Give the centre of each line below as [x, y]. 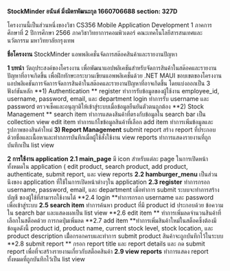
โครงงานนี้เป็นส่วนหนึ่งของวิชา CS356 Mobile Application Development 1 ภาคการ [110, 25]
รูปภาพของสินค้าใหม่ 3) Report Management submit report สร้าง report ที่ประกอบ [112, 130]
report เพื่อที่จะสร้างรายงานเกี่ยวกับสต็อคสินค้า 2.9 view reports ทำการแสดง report [108, 251]
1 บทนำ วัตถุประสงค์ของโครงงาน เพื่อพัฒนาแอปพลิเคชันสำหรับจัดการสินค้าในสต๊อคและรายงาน [112, 68]
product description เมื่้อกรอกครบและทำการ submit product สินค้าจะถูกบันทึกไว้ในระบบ [115, 236]
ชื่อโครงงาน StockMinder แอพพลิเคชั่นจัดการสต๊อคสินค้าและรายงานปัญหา [92, 54]
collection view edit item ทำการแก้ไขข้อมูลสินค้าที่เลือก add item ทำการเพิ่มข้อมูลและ [110, 122]
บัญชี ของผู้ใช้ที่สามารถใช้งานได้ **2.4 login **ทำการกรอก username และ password [111, 197]
